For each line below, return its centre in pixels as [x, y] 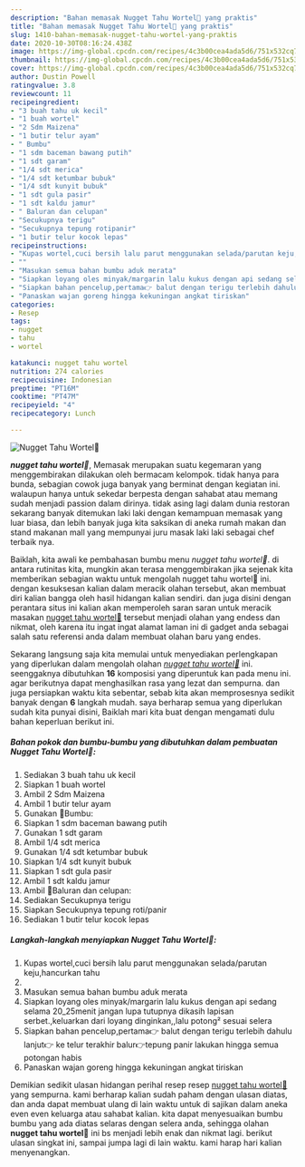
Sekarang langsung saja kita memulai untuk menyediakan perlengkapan [144, 654]
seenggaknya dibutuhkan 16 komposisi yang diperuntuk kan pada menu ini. [151, 673]
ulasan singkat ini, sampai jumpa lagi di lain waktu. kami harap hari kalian [146, 1143]
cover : [23, 69]
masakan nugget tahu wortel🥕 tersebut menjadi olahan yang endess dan [145, 617]
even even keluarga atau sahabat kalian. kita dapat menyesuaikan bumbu [147, 1114]
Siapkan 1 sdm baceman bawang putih [95, 822]
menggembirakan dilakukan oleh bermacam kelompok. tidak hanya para [145, 474]
